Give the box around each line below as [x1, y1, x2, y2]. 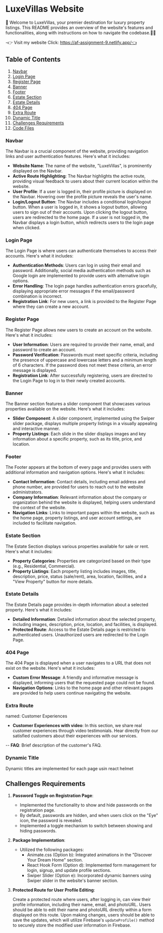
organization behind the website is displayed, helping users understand [12, 499, 156, 506]
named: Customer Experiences [5, 713, 67, 719]
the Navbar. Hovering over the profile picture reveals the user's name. [12, 194, 152, 200]
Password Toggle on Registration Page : [12, 793, 94, 798]
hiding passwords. [19, 828, 57, 833]
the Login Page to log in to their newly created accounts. [12, 377, 126, 383]
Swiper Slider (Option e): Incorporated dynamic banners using [27, 872, 152, 878]
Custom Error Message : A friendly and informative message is [12, 675, 139, 680]
